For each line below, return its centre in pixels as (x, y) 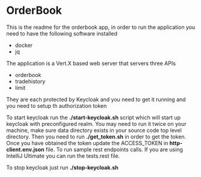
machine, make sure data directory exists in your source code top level (94, 130)
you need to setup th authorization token (57, 105)
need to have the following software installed (62, 33)
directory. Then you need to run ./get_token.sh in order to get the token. (96, 137)
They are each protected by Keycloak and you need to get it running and (96, 99)
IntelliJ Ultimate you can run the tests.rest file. (63, 156)
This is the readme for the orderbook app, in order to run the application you (101, 27)
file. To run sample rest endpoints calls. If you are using (114, 149)
